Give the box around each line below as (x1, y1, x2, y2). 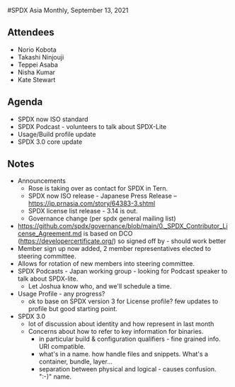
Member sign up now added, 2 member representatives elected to (17, 245, 211, 253)
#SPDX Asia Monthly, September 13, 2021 (7, 6, 129, 14)
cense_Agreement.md (17, 230, 82, 238)
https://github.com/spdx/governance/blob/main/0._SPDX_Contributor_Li (17, 222, 228, 230)
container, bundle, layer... (38, 357, 113, 366)
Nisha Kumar (17, 67, 55, 77)
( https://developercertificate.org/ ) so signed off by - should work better (17, 237, 227, 245)
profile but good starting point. (28, 305, 118, 313)
